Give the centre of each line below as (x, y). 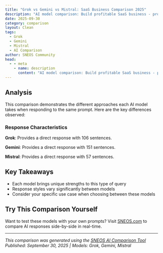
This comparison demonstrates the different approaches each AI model (76, 104)
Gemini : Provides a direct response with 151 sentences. (60, 147)
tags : (10, 32)
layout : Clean (19, 28)
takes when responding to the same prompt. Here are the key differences (78, 109)
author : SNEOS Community (30, 55)
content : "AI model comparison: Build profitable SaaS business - (86, 73)
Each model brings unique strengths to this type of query (69, 183)
